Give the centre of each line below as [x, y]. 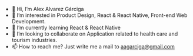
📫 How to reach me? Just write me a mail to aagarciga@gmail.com [93, 46]
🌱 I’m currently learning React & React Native [66, 27]
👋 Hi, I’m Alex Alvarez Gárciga [48, 9]
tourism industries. [34, 40]
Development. [29, 21]
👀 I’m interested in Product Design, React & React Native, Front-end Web [99, 15]
